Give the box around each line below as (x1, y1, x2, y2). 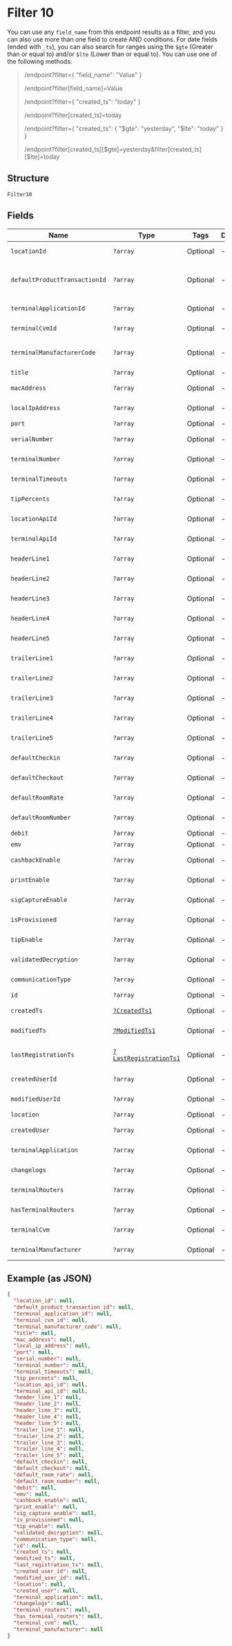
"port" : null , (13, 1349, 54, 1356)
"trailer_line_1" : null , (13, 1426, 85, 1433)
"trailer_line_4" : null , (13, 1446, 85, 1453)
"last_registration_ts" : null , (13, 1561, 104, 1568)
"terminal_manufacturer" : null (13, 1626, 104, 1633)
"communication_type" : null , (13, 1536, 97, 1543)
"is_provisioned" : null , (13, 1516, 85, 1523)
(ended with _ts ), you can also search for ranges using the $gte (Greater (7, 42, 213, 51)
